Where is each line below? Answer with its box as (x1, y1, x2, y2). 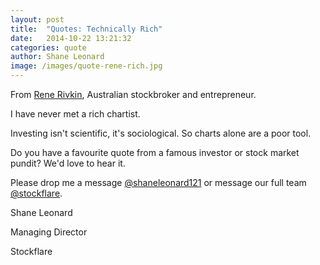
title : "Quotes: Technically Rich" (10, 24, 163, 34)
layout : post (10, 14, 65, 25)
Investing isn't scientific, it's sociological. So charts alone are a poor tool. (10, 127, 312, 139)
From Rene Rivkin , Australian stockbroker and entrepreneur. (10, 89, 257, 100)
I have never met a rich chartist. (10, 108, 141, 120)
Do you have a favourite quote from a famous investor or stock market (10, 147, 300, 158)
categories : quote (10, 42, 87, 53)
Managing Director (10, 226, 88, 238)
